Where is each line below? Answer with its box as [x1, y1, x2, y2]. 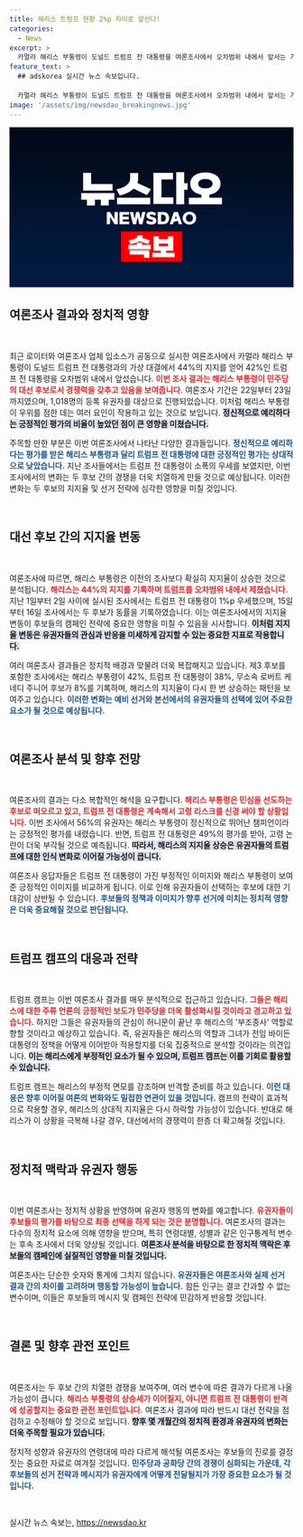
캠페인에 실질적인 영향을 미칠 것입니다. [32, 1250, 167, 1261]
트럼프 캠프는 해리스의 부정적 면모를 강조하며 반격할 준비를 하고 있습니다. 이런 [9, 1081, 281, 1092]
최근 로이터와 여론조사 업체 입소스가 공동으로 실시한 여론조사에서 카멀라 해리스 [9, 350, 284, 361]
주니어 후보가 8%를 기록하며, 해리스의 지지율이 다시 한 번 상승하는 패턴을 [25, 682, 281, 693]
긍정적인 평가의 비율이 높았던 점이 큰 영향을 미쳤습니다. [18, 418, 209, 429]
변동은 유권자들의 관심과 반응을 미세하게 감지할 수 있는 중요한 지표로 [18, 629, 254, 640]
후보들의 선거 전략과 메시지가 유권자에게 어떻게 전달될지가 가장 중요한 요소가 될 [9, 1468, 282, 1479]
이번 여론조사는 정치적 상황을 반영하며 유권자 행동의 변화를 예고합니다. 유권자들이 [9, 1205, 294, 1216]
